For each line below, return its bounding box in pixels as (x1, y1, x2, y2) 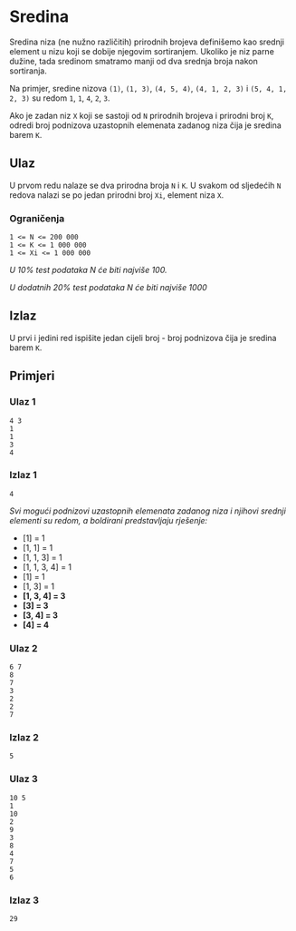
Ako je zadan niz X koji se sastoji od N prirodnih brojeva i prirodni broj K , (9, 110, 274, 121)
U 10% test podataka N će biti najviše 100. (9, 265, 167, 276)
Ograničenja (9, 211, 65, 224)
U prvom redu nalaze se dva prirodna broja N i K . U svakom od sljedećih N (9, 180, 282, 191)
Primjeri (9, 368, 55, 384)
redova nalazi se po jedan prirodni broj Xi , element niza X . (9, 189, 224, 201)
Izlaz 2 (9, 731, 39, 744)
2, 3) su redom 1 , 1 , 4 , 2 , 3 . (9, 93, 110, 103)
